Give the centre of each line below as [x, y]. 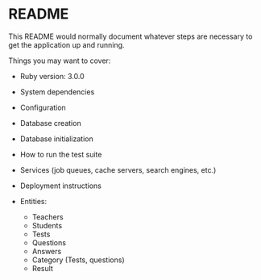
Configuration [43, 107]
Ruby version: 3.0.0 [52, 76]
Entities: [33, 201]
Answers [47, 251]
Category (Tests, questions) [78, 260]
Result [43, 268]
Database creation [51, 123]
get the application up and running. [66, 44]
